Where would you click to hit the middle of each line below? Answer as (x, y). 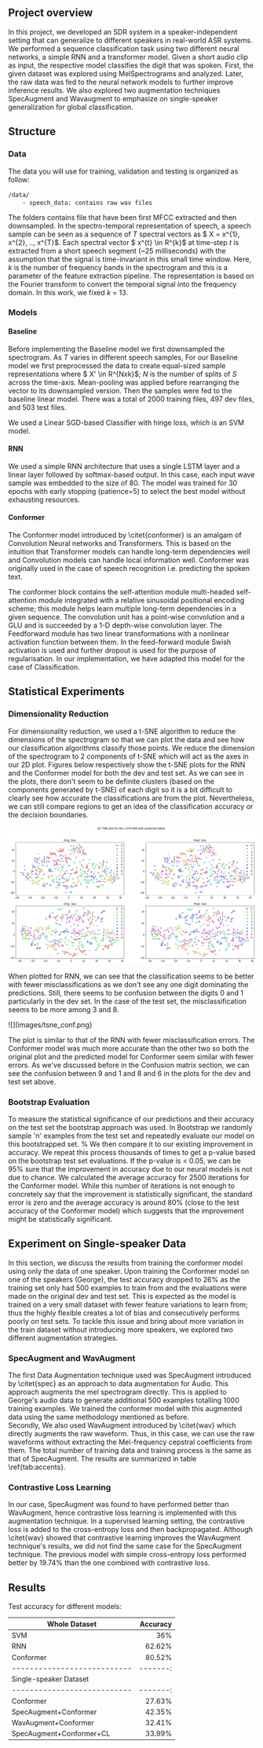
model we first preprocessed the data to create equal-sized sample (117, 365)
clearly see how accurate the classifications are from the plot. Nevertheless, (131, 798)
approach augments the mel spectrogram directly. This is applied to (118, 1392)
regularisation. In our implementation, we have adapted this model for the (127, 659)
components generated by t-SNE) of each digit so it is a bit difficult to (121, 789)
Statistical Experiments (66, 691)
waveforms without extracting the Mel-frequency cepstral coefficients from (130, 1442)
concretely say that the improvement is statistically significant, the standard (130, 1194)
